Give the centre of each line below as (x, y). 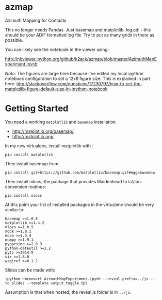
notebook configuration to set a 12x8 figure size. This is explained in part (78, 79)
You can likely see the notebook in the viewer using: (57, 49)
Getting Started (37, 109)
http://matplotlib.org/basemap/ (43, 131)
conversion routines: (25, 187)
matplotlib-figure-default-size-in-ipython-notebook (56, 89)
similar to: (15, 209)
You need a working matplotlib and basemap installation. (61, 122)
